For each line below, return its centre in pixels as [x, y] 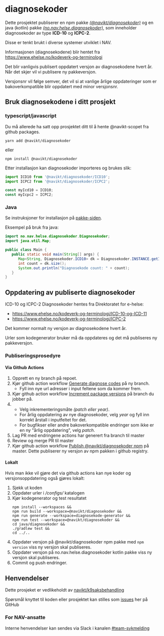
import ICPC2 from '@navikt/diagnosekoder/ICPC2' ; [58, 181]
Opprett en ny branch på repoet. [44, 378]
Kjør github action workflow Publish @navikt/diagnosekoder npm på [81, 446]
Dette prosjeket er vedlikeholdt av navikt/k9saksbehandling [65, 590]
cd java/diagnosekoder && [38, 524]
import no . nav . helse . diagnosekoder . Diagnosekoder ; [58, 236]
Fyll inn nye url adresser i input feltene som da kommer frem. [81, 389]
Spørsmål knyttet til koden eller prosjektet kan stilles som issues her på [76, 600]
